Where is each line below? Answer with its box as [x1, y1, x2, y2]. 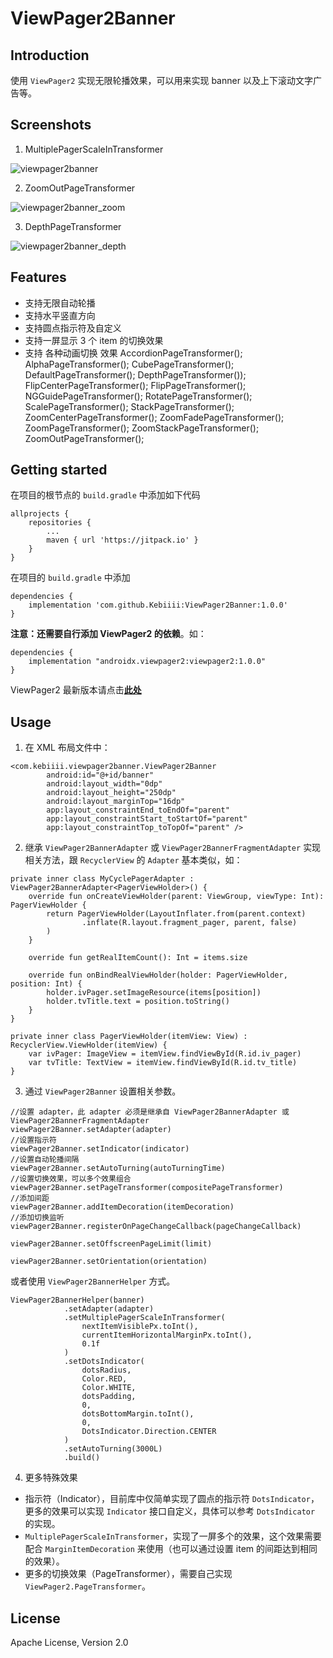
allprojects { [10, 509, 70, 519]
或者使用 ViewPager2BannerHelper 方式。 [10, 1275, 176, 1287]
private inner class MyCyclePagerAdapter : [10, 874, 195, 884]
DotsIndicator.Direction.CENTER [81, 1427, 217, 1437]
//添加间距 [10, 1193, 50, 1204]
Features [10, 269, 67, 286]
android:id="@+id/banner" [46, 770, 155, 781]
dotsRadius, [81, 1365, 132, 1376]
